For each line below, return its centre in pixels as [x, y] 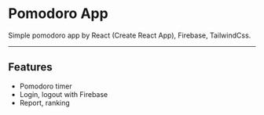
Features [30, 67]
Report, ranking [45, 102]
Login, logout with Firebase [64, 94]
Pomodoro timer [46, 86]
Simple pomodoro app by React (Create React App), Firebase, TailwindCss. [130, 35]
